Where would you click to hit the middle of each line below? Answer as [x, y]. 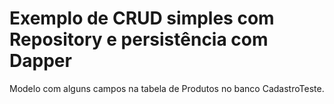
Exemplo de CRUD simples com [142, 18]
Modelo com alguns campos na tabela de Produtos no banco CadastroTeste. [167, 88]
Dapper [40, 61]
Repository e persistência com [139, 39]
